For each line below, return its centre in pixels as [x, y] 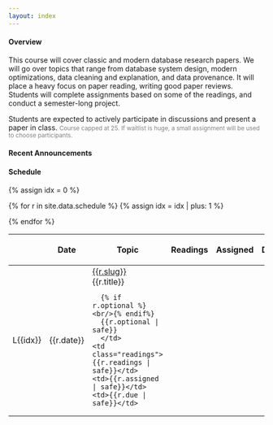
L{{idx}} [27, 340]
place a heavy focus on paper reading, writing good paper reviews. [121, 85]
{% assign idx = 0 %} [44, 190]
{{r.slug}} [109, 271]
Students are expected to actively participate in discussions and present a [132, 119]
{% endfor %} [32, 221]
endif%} [140, 313]
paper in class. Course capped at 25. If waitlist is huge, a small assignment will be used [134, 128]
